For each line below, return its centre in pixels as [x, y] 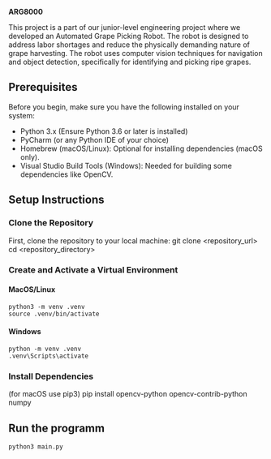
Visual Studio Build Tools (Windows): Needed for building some [126, 165]
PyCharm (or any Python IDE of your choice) [94, 139]
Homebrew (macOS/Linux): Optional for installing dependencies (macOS [142, 148]
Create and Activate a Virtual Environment [93, 270]
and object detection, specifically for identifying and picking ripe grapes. [130, 62]
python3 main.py [36, 446]
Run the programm [57, 428]
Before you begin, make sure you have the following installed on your [124, 107]
